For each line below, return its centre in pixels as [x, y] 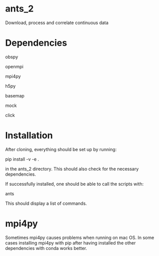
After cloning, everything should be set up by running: [61, 149]
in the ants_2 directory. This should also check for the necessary [72, 169]
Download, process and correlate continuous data [57, 23]
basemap [15, 95]
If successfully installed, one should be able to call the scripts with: [74, 184]
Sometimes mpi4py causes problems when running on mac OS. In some [80, 237]
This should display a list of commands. [46, 203]
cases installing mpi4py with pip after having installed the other [70, 243]
